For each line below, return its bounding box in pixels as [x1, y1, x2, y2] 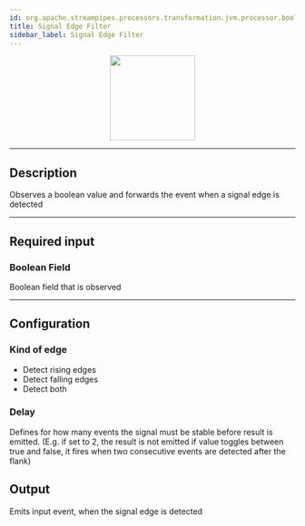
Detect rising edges [22, 364, 97, 375]
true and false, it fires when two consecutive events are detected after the [9, 445, 286, 456]
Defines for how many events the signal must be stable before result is [9, 426, 274, 437]
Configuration [9, 317, 91, 332]
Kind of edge [9, 344, 68, 356]
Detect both [22, 383, 68, 394]
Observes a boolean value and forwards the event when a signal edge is [9, 190, 280, 200]
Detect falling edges [22, 374, 98, 385]
